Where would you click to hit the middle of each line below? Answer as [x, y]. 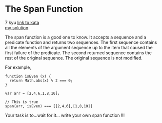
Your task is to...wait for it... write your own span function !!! [65, 115]
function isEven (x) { [28, 76]
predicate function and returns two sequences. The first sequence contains [81, 42]
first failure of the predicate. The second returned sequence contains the [79, 53]
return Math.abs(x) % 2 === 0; [41, 81]
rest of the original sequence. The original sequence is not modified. [74, 58]
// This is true [21, 102]
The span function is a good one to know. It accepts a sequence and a [76, 37]
